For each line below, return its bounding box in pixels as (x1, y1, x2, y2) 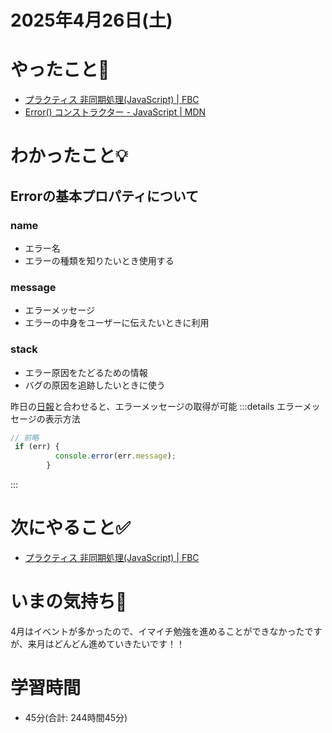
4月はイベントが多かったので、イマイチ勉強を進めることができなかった (10, 625, 305, 637)
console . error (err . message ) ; (54, 451, 177, 461)
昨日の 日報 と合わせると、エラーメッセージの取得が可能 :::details (10, 400, 275, 412)
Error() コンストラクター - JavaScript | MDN (24, 106, 207, 118)
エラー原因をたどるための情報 (24, 366, 148, 378)
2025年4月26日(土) (10, 9, 173, 32)
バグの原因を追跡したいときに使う (24, 379, 166, 391)
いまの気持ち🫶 (10, 591, 128, 613)
